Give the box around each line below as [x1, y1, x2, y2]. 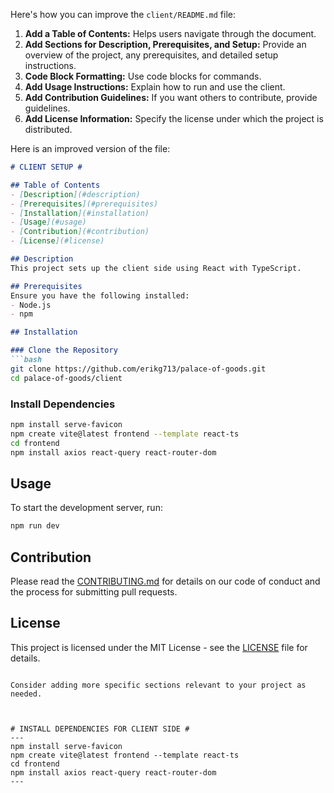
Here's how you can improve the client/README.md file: [10, 9, 237, 20]
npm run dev [10, 521, 60, 531]
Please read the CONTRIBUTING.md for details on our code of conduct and [10, 575, 321, 587]
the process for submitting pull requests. [10, 585, 178, 598]
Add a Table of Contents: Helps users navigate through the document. [24, 28, 317, 39]
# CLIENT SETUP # [10, 162, 83, 172]
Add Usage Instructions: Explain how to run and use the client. [24, 81, 286, 93]
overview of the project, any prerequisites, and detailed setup [24, 49, 279, 61]
